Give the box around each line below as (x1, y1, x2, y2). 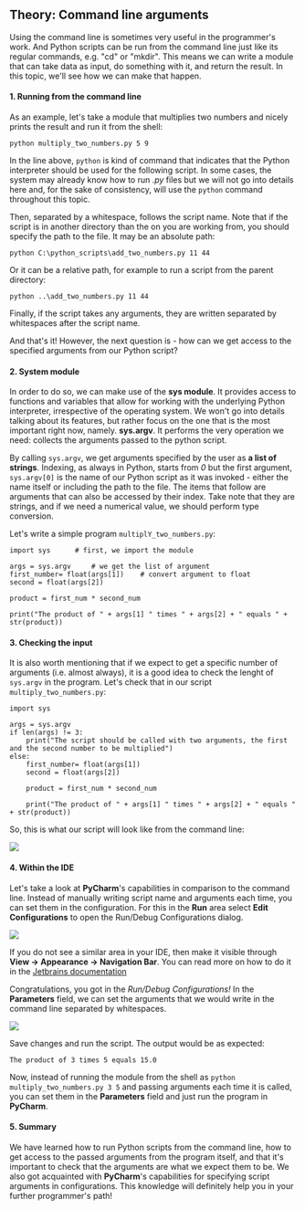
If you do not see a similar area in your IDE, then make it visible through (9, 946, 278, 957)
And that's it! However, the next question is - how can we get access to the (9, 335, 292, 346)
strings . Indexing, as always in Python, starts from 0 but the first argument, (9, 462, 292, 473)
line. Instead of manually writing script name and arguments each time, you (9, 892, 293, 903)
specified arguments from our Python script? (9, 345, 178, 356)
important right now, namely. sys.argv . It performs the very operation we (9, 425, 285, 437)
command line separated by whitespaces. (9, 1003, 167, 1014)
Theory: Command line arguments (9, 7, 209, 23)
